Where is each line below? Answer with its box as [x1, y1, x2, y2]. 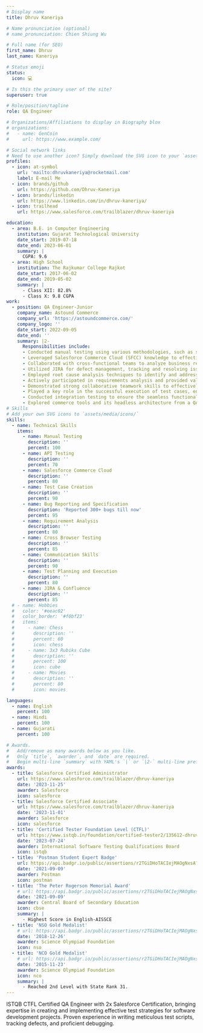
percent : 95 [28, 512, 59, 518]
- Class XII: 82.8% [22, 287, 71, 293]
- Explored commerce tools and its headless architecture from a [22, 400, 190, 406]
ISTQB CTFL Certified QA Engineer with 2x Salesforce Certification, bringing [6, 1000, 196, 1008]
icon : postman [17, 877, 53, 883]
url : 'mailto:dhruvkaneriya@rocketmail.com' [17, 170, 131, 176]
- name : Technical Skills [11, 422, 77, 428]
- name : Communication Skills [22, 552, 98, 558]
